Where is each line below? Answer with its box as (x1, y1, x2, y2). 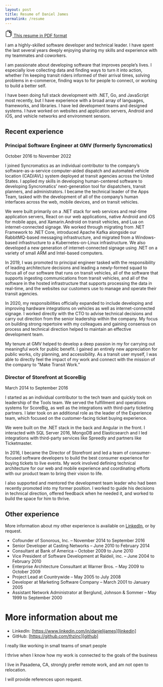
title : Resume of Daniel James (5, 12, 69, 17)
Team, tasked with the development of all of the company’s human (5, 194, 139, 200)
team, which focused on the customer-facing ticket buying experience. (5, 415, 147, 421)
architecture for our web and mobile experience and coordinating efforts (5, 465, 150, 471)
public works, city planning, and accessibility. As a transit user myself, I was (5, 351, 157, 357)
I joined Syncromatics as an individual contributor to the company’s (5, 162, 140, 169)
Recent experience (5, 127, 64, 136)
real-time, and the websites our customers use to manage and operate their (5, 286, 157, 292)
